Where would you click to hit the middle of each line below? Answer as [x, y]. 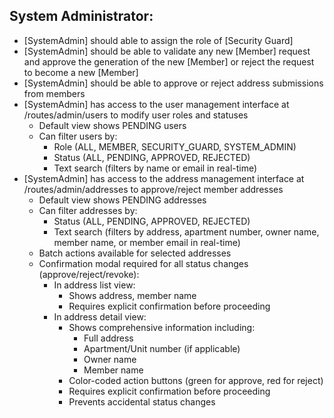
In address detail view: [100, 316]
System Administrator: [81, 16]
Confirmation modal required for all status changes [143, 263]
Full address [108, 338]
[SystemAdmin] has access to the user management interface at [156, 104]
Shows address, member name [132, 295]
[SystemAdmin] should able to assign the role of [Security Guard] [158, 40]
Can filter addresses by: [88, 210]
